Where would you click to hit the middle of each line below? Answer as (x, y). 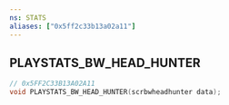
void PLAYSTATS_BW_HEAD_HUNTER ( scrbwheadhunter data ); (115, 92)
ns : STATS (28, 18)
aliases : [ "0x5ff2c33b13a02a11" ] (73, 26)
